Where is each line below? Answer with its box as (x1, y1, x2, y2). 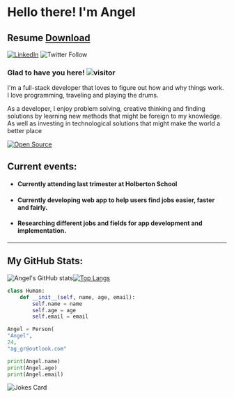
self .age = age (32, 307, 77, 314)
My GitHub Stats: (7, 255, 84, 267)
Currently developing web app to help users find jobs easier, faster (17, 196, 215, 204)
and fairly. (17, 203, 48, 211)
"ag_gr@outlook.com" (7, 345, 68, 352)
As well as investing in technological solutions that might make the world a (7, 119, 221, 128)
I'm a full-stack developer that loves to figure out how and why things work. (7, 84, 224, 92)
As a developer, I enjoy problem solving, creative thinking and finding (7, 105, 205, 113)
